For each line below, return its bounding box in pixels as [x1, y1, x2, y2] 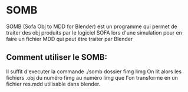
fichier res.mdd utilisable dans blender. [6, 80, 101, 87]
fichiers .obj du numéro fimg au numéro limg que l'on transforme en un [6, 74, 179, 81]
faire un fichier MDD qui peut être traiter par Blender [6, 35, 133, 42]
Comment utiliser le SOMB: [6, 52, 108, 62]
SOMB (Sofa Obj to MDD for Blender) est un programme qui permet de [6, 23, 178, 30]
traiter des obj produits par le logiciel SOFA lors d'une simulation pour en [6, 29, 183, 36]
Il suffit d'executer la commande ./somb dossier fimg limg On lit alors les [6, 68, 182, 75]
